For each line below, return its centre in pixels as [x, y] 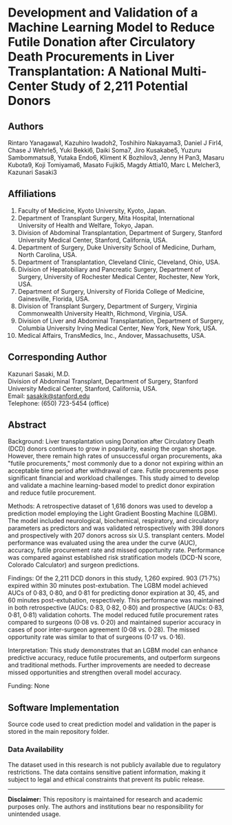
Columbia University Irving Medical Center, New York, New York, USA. [117, 328]
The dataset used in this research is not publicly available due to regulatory [114, 764]
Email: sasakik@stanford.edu [49, 396]
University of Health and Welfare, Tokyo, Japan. [86, 225]
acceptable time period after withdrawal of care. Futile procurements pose [113, 471]
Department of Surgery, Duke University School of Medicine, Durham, [117, 247]
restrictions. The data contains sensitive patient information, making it [107, 772]
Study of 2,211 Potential [119, 86]
